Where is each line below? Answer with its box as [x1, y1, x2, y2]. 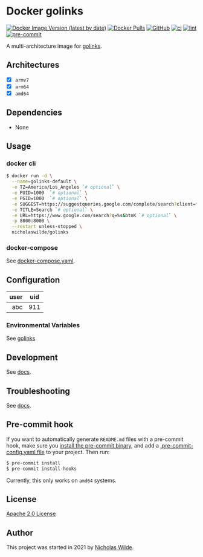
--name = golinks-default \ [11, 178, 77, 185]
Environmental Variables [6, 321, 80, 330]
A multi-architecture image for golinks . [6, 42, 103, 50]
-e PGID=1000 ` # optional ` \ [11, 195, 88, 201]
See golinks [6, 334, 36, 342]
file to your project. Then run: [37, 448, 110, 455]
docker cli [6, 159, 36, 168]
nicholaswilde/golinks [11, 229, 69, 235]
